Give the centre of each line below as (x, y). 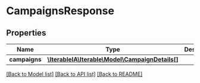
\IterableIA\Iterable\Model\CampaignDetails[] (113, 59)
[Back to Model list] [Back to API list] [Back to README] (74, 74)
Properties (26, 33)
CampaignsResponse (60, 11)
